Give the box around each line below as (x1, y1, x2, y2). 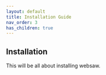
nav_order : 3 (6, 19, 38, 25)
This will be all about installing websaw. (6, 62, 101, 69)
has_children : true (6, 25, 54, 31)
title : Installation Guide (6, 14, 72, 20)
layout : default (6, 8, 45, 15)
